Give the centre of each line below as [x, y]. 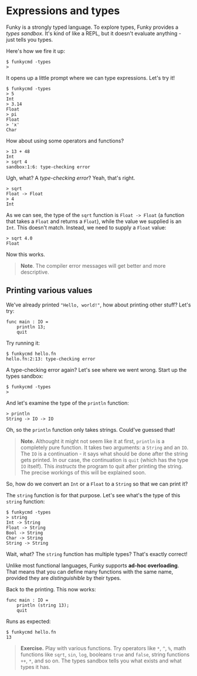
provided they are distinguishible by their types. [64, 578]
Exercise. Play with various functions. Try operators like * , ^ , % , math [103, 648]
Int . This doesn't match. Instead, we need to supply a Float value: [86, 227]
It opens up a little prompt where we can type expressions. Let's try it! [91, 78]
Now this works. [26, 254]
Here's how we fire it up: [36, 51]
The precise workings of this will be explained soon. [83, 472]
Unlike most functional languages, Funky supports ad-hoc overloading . [93, 565]
